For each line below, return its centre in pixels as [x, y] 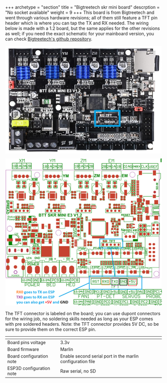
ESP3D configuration [29, 369]
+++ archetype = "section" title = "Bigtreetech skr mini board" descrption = [83, 7]
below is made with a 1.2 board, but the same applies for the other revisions [83, 28]
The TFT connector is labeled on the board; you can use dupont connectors [83, 313]
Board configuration [28, 356]
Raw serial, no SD [78, 371]
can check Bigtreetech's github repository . [49, 39]
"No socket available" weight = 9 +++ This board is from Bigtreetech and [80, 12]
